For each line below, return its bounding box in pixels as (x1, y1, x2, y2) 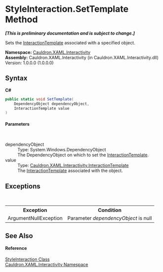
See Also (5, 232, 33, 240)
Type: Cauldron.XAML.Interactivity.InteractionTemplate (17, 163, 129, 169)
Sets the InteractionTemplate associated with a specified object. (5, 39, 135, 45)
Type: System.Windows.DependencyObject (17, 147, 106, 153)
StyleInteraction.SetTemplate (5, 3, 129, 15)
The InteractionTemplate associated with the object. (17, 168, 123, 173)
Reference (5, 245, 27, 251)
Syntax (5, 74, 28, 82)
